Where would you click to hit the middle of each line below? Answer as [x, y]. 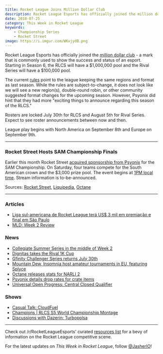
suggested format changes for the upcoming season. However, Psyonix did [80, 95]
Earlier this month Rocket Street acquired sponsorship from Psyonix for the [80, 162]
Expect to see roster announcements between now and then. [66, 120]
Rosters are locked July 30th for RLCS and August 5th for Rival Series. [75, 115]
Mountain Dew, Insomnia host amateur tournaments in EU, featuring [80, 264]
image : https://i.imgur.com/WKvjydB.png [47, 41]
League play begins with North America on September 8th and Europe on [78, 129]
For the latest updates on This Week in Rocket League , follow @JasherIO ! [78, 346]
